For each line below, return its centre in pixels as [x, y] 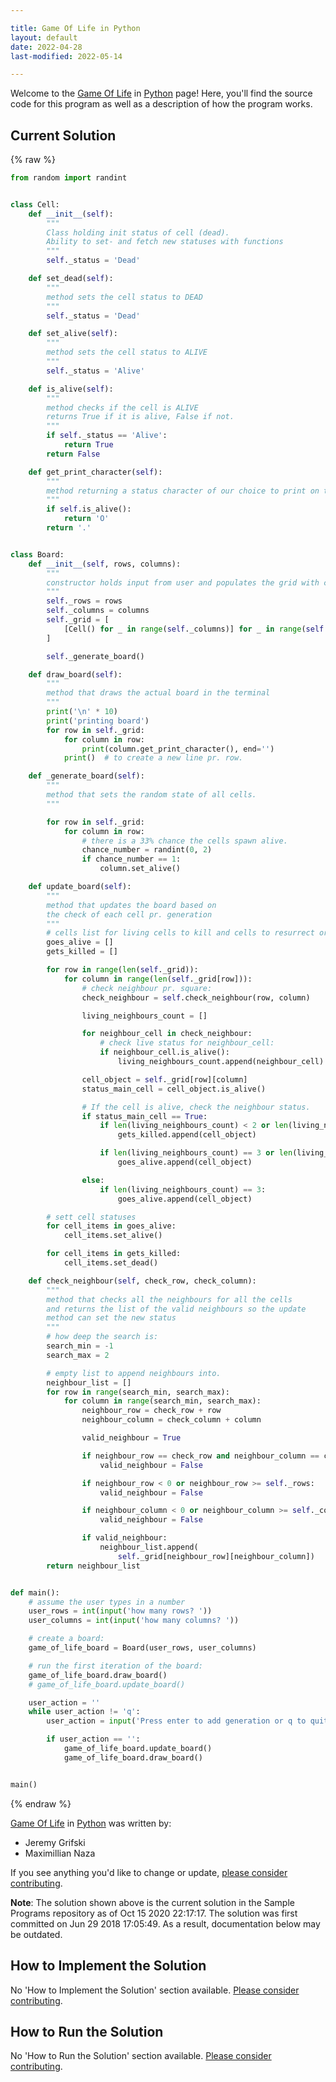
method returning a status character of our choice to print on [183, 491]
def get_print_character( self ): [95, 472]
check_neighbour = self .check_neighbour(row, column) [196, 997]
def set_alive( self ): [73, 334]
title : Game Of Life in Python [75, 28]
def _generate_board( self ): [86, 776]
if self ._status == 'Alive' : [107, 436]
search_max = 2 [78, 1355]
